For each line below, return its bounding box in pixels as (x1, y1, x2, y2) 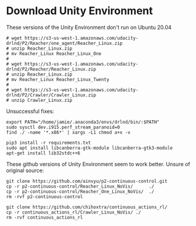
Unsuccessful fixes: (6, 108, 54, 115)
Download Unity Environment (6, 4, 153, 18)
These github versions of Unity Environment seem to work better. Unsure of (6, 160, 191, 167)
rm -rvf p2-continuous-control (6, 193, 83, 199)
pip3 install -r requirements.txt (6, 140, 92, 146)
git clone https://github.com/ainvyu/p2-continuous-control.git (6, 178, 168, 184)
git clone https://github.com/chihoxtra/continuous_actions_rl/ (6, 204, 168, 210)
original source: (6, 167, 44, 174)
